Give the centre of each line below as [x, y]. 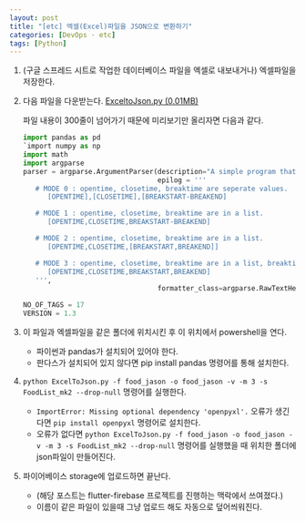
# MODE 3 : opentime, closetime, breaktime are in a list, [149, 263]
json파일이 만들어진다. [76, 457]
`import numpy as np [61, 147]
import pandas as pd [61, 138]
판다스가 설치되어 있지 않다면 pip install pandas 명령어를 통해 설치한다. [163, 363]
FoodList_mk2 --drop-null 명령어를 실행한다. [104, 392]
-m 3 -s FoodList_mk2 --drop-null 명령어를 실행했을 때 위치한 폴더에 [170, 445]
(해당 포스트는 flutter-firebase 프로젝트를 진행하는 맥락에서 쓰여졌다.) [160, 495]
